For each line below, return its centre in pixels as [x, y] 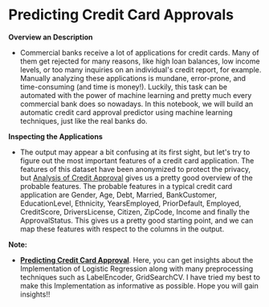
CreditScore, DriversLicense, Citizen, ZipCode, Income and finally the [135, 211]
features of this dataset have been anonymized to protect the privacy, [135, 169]
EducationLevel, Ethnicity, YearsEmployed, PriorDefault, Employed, [130, 203]
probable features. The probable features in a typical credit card [126, 186]
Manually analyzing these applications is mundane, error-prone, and [133, 78]
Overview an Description [51, 37]
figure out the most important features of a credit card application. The [137, 160]
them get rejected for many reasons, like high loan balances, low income [140, 61]
